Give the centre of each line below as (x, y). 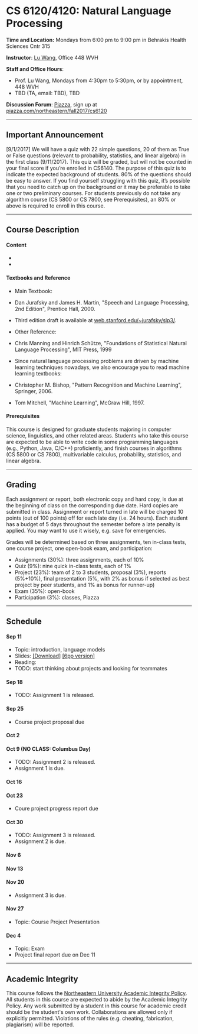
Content (16, 245)
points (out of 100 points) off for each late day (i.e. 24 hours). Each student (97, 518)
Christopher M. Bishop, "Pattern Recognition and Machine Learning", (98, 385)
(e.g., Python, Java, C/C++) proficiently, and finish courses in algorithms (94, 448)
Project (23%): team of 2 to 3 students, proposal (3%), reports (90, 572)
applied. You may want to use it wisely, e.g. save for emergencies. (86, 530)
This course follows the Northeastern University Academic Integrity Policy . (97, 993)
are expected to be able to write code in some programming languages (92, 442)
